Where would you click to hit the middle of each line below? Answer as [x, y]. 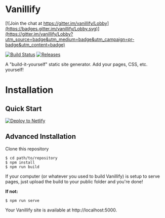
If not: [12, 191]
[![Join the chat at [24, 23]
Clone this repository [27, 149]
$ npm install [20, 162]
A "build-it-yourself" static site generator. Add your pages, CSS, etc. [76, 64]
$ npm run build [22, 167]
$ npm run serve [22, 200]
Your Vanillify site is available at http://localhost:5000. [61, 210]
